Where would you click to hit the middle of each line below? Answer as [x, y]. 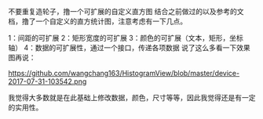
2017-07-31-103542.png [47, 81]
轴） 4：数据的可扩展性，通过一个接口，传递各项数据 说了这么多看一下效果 [129, 48]
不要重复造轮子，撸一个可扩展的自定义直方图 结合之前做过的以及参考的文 [126, 11]
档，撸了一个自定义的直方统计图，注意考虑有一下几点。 [97, 21]
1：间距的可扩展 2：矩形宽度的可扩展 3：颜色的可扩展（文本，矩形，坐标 [126, 38]
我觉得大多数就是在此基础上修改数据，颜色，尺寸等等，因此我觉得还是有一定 [132, 97]
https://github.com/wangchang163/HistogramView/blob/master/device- [124, 73]
